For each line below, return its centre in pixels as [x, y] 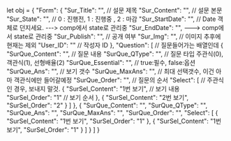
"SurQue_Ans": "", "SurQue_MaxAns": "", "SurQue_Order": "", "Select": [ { [112, 113]
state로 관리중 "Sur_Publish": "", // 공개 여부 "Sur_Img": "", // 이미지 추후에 [117, 36]
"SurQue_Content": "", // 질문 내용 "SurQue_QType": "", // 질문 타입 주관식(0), [115, 54]
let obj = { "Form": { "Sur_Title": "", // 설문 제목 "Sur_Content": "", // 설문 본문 [114, 10]
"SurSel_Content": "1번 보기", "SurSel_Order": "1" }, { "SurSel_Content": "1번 [114, 121]
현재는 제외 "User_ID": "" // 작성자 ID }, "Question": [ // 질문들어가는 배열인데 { [115, 45]
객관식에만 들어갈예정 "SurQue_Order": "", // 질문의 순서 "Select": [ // [110, 80]
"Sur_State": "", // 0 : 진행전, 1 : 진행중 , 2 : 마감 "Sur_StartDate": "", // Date [111, 19]
